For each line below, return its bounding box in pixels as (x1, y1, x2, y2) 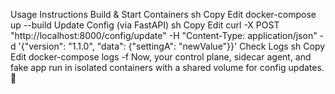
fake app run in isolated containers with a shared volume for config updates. (10, 62, 325, 73)
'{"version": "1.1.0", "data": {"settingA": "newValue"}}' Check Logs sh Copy (18, 40, 326, 52)
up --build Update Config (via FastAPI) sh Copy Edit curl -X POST (10, 19, 280, 31)
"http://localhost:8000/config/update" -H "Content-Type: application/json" (10, 30, 318, 41)
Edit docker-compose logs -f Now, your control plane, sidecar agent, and (10, 51, 312, 63)
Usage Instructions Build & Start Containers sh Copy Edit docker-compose (10, 9, 317, 20)
